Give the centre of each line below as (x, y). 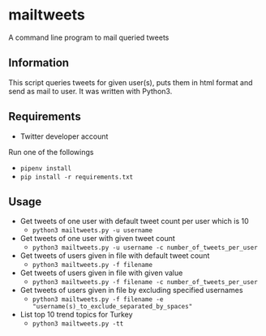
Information (39, 63)
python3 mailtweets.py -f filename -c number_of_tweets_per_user (145, 282)
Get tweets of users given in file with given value (101, 273)
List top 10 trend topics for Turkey (76, 315)
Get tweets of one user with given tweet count (98, 239)
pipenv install (46, 168)
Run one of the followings (51, 152)
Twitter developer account (64, 136)
